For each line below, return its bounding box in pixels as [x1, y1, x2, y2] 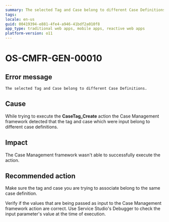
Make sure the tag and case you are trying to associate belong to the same [5, 185, 160, 191]
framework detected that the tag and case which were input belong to [5, 118, 150, 124]
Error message [5, 73, 53, 81]
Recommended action [5, 172, 76, 181]
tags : [5, 12, 17, 17]
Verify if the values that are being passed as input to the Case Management [5, 200, 162, 206]
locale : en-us [5, 17, 35, 22]
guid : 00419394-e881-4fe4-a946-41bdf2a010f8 [5, 21, 100, 27]
